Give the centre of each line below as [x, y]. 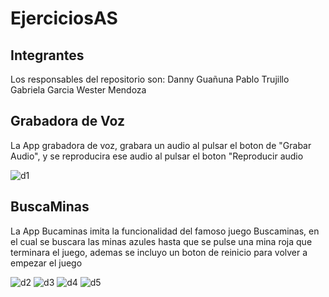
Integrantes [47, 55]
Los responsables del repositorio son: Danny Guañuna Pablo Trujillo [150, 79]
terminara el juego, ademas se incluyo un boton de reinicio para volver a [159, 252]
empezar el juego [46, 263]
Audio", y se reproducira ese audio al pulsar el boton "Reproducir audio [157, 156]
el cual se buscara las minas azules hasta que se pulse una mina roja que [161, 241]
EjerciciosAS [64, 18]
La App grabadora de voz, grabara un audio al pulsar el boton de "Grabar [161, 145]
